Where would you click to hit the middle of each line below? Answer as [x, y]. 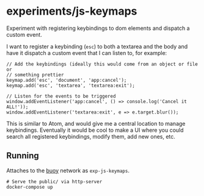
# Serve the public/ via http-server [54, 181]
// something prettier [35, 74]
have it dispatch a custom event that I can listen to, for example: [87, 53]
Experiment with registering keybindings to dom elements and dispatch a [98, 28]
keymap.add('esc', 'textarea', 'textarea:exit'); [71, 85]
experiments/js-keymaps [72, 11]
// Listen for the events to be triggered [61, 96]
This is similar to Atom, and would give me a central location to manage [96, 123]
